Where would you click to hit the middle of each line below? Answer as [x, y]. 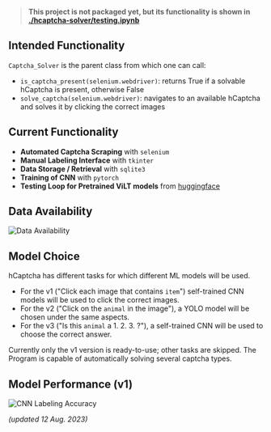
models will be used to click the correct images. [100, 300]
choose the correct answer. [66, 334]
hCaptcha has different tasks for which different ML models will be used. [129, 276]
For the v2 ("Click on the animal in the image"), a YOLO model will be [135, 309]
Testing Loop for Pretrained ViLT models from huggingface [120, 186]
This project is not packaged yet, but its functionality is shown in [139, 12]
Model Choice [44, 256]
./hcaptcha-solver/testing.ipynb [84, 20]
